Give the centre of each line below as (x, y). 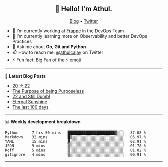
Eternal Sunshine (30, 102)
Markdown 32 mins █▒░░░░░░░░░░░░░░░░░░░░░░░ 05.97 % (76, 137)
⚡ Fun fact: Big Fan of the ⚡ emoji (47, 60)
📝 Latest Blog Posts (26, 76)
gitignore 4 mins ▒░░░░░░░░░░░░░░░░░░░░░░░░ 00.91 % (76, 155)
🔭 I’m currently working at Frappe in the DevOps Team (68, 31)
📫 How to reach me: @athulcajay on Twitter (58, 52)
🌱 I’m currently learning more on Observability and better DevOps (80, 36)
